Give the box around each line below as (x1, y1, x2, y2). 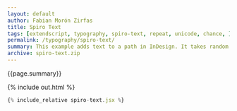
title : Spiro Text (7, 23, 61, 30)
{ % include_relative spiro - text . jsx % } (7, 96, 125, 103)
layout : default (7, 10, 55, 18)
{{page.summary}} (7, 69, 62, 78)
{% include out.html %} (7, 83, 75, 91)
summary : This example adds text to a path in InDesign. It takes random (7, 43, 229, 50)
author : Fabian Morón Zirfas (7, 17, 93, 24)
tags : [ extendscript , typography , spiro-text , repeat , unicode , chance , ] (7, 30, 232, 37)
